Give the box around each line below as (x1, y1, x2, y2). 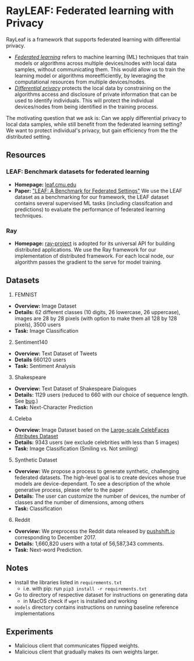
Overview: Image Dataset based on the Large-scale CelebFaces (14, 426, 170, 433)
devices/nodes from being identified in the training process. (14, 103, 158, 110)
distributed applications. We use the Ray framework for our (14, 246, 157, 253)
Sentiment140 (14, 338, 48, 346)
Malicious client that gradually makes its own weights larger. (14, 648, 159, 656)
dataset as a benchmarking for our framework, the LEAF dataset (14, 193, 169, 200)
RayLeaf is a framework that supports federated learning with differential (6, 36, 181, 43)
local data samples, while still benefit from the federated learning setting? (6, 121, 182, 128)
